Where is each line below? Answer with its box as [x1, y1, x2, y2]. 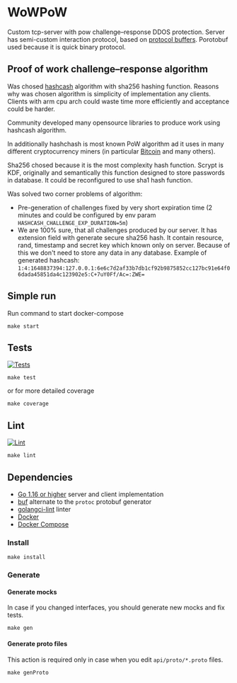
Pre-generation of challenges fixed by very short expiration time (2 [17, 203, 213, 212]
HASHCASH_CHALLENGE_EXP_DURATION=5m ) [17, 218, 129, 226]
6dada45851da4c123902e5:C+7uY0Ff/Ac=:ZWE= [17, 270, 145, 278]
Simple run [7, 290, 57, 302]
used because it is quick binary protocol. [7, 42, 126, 51]
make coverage [7, 401, 50, 408]
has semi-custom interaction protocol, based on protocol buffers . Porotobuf [7, 35, 229, 43]
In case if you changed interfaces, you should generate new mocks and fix [7, 603, 225, 612]
